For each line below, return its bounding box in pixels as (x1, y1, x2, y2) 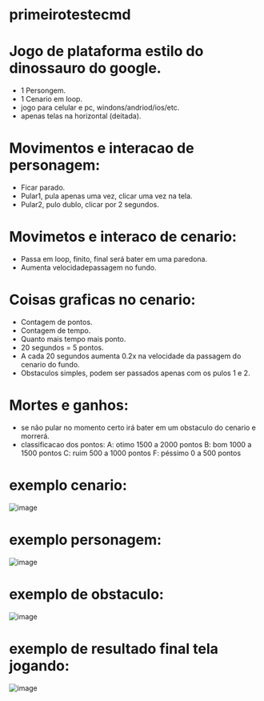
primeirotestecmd (9, 6, 131, 24)
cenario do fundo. (20, 359, 80, 369)
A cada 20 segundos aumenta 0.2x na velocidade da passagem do (20, 350, 242, 361)
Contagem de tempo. (20, 326, 91, 335)
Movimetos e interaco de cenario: (9, 228, 237, 246)
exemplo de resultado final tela (9, 639, 219, 658)
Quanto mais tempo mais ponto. (20, 334, 126, 343)
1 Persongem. (20, 86, 66, 95)
